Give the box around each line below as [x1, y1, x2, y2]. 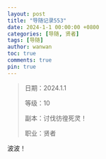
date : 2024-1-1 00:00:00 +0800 [7, 23, 100, 31]
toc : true [7, 50, 37, 57]
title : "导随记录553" [7, 17, 67, 24]
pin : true [7, 63, 37, 70]
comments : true [7, 57, 52, 64]
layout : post [7, 10, 46, 18]
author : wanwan [7, 43, 52, 50]
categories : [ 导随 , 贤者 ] [7, 30, 80, 38]
